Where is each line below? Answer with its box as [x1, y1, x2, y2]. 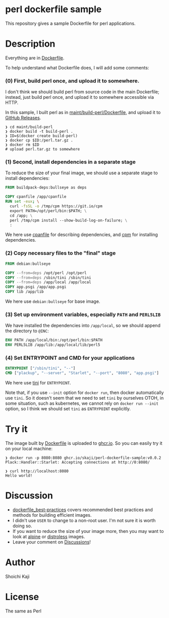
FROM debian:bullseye [5, 261, 51, 266]
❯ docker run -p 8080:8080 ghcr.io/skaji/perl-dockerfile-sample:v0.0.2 [5, 455, 161, 460]
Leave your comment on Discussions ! [12, 538, 91, 545]
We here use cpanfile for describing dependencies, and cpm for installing [5, 231, 158, 238]
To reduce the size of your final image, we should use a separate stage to [5, 170, 158, 176]
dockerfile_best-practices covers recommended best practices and [12, 507, 153, 513]
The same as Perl [5, 608, 42, 614]
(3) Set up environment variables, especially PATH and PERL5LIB [5, 311, 161, 318]
